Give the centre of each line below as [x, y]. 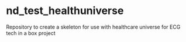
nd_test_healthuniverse [65, 11]
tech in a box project [31, 33]
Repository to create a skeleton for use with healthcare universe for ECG [93, 27]
